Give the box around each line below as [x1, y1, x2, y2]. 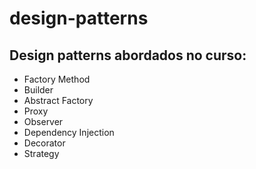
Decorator [23, 137, 66, 149]
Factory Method [23, 73, 91, 85]
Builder [23, 84, 54, 96]
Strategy [23, 148, 60, 159]
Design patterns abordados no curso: [9, 47, 247, 64]
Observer [23, 116, 64, 127]
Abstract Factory [23, 95, 94, 106]
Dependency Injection [23, 127, 115, 138]
